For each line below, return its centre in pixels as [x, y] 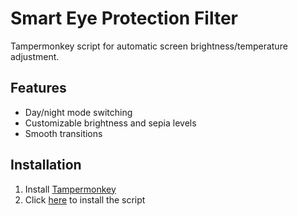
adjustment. [35, 56]
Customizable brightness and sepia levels [110, 123]
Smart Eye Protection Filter [124, 18]
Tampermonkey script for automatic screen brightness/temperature [149, 46]
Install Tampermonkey [70, 189]
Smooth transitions [63, 133]
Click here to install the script [85, 199]
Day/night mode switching [78, 112]
